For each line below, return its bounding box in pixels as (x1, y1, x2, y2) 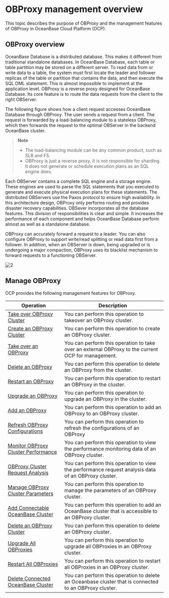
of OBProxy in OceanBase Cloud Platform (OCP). (5, 25, 107, 31)
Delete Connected (8, 575, 51, 582)
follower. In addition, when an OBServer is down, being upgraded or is (5, 241, 150, 247)
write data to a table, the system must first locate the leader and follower (5, 70, 156, 76)
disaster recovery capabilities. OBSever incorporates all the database (5, 205, 149, 211)
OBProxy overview (5, 40, 65, 49)
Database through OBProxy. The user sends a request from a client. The (5, 111, 155, 117)
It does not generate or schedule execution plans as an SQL (25, 163, 149, 169)
